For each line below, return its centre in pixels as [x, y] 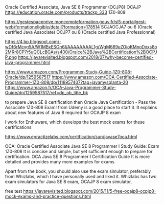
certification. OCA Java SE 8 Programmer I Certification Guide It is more [78, 157]
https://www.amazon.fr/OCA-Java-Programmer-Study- [60, 87]
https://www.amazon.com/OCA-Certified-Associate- [105, 77]
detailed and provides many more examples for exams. [60, 162]
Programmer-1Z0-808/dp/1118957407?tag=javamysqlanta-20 [67, 82]
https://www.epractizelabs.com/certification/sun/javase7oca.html [71, 137]
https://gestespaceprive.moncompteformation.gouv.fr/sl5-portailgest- [76, 22]
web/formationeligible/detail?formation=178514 [53, 27]
